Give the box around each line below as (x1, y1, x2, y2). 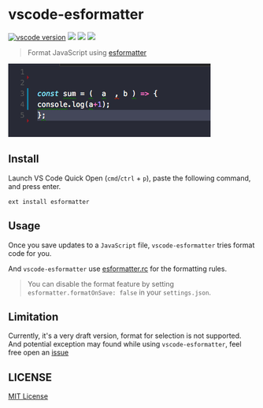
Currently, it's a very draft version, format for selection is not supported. (8, 331, 242, 340)
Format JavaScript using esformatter (27, 47, 147, 57)
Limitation (8, 310, 59, 324)
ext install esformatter (8, 198, 90, 206)
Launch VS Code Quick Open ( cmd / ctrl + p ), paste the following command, (8, 173, 251, 183)
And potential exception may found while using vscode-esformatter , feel (8, 339, 242, 349)
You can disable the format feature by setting (27, 279, 175, 288)
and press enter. (8, 181, 61, 191)
